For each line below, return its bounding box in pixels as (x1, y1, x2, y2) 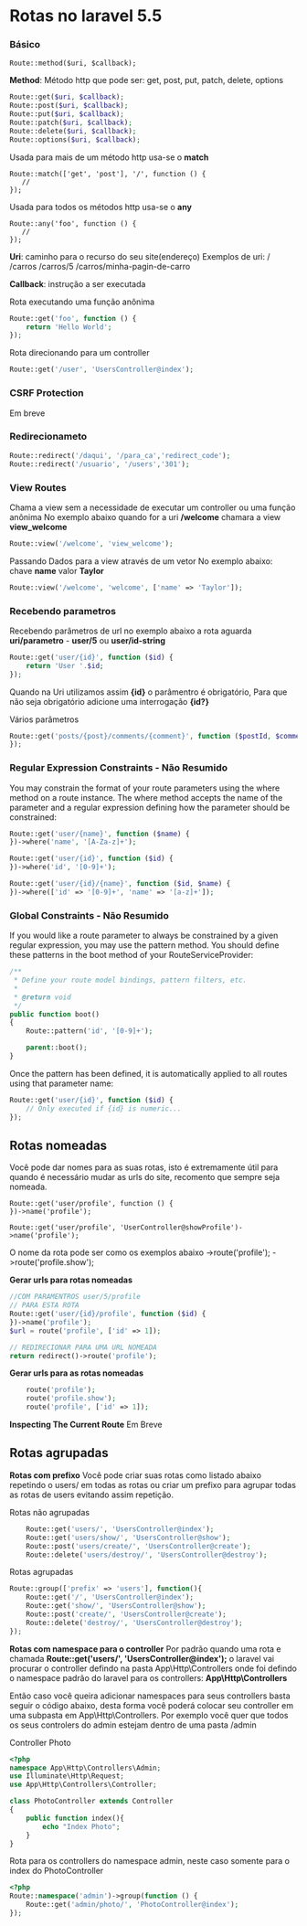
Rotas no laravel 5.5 (9, 5, 163, 27)
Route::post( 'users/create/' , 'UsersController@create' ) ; (26, 1541, 251, 1550)
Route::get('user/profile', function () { (9, 1199, 174, 1208)
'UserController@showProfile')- (120, 1223, 244, 1232)
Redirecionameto (9, 431, 88, 443)
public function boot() (9, 1009, 101, 1019)
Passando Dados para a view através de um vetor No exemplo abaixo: (9, 555, 273, 567)
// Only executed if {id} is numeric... (26, 1103, 182, 1113)
